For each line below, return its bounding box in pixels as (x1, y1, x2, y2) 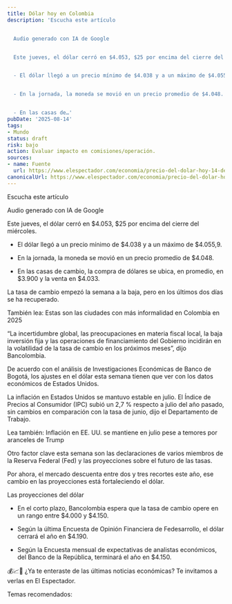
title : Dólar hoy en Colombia (7, 10, 95, 17)
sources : (7, 154, 32, 161)
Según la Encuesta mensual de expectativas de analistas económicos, (17, 545, 217, 553)
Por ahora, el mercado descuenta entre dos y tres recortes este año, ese (7, 470, 214, 478)
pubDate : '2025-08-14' (7, 116, 72, 122)
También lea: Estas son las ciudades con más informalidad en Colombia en (7, 309, 220, 317)
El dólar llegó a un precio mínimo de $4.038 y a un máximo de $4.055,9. (17, 240, 222, 248)
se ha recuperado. (7, 295, 59, 303)
